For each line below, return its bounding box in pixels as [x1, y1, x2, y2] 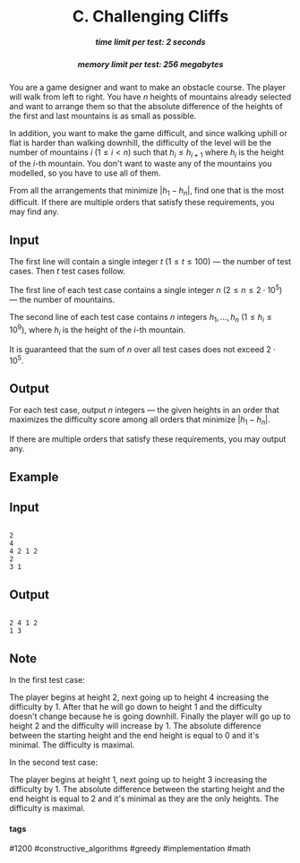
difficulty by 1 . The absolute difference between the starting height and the [9, 783, 285, 794]
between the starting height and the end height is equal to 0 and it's [9, 729, 260, 740]
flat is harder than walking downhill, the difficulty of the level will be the [9, 137, 271, 148]
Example [9, 469, 59, 485]
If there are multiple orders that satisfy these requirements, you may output [9, 434, 287, 444]
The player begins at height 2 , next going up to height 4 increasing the [9, 692, 270, 703]
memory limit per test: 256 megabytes [77, 59, 224, 70]
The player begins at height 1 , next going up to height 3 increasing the [9, 773, 268, 785]
